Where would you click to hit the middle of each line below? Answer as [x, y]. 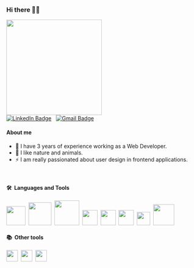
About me [19, 132]
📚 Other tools [25, 237]
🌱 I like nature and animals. [49, 153]
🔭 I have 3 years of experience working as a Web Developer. [91, 146]
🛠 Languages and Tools [38, 188]
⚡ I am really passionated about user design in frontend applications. [101, 159]
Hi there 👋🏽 [23, 10]
